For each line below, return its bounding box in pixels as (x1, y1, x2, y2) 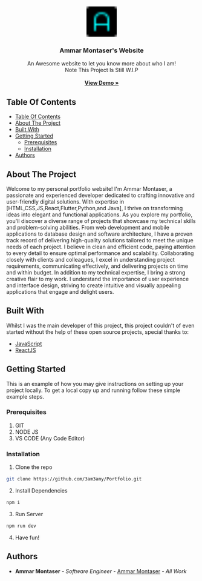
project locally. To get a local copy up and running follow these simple (6, 387, 180, 394)
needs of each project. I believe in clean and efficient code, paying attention (6, 243, 196, 250)
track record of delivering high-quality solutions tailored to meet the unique (6, 236, 194, 244)
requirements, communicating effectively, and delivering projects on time (6, 262, 189, 270)
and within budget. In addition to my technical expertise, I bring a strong (6, 268, 186, 276)
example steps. (6, 393, 44, 400)
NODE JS (15, 428, 39, 436)
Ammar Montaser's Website (59, 46, 144, 55)
